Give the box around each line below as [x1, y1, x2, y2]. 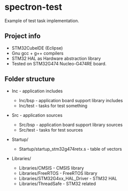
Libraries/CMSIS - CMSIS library [19, 165, 84, 171]
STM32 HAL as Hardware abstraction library [11, 55, 101, 61]
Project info [4, 32, 41, 40]
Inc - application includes [11, 88, 63, 94]
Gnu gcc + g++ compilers [11, 50, 64, 56]
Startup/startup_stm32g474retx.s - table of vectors [19, 146, 122, 152]
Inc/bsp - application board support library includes [19, 97, 123, 103]
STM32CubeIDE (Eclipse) [11, 45, 63, 51]
